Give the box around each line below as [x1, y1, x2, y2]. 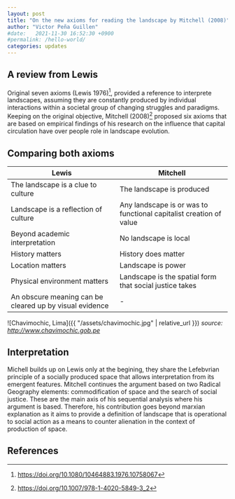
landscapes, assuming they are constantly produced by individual [7, 96, 197, 104]
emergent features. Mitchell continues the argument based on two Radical [7, 380, 221, 388]
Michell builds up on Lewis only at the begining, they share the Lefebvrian [7, 365, 220, 374]
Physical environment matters [10, 276, 108, 286]
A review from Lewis [7, 69, 98, 81]
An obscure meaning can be [10, 292, 104, 301]
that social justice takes [119, 280, 197, 290]
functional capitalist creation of [119, 208, 222, 218]
